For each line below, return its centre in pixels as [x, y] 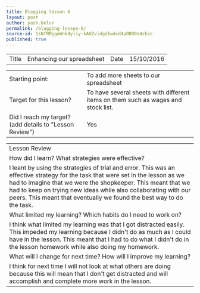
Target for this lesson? [40, 100]
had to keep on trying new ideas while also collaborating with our [100, 190]
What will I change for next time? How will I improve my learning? [100, 256]
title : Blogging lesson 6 [38, 12]
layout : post [22, 17]
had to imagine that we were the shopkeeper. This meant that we [100, 183]
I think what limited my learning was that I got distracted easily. [97, 224]
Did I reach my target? [40, 117]
